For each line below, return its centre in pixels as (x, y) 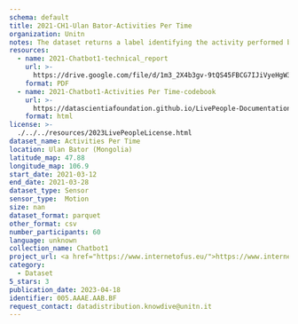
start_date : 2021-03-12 (53, 174)
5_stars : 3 (29, 281)
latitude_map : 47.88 (47, 158)
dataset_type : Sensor (49, 191)
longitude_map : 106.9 (49, 166)
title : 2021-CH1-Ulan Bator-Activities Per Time (101, 26)
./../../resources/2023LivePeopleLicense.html (105, 133)
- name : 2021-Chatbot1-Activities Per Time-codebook (117, 91)
